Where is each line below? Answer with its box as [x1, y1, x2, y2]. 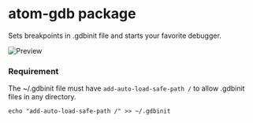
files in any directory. [8, 92, 76, 102]
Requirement [8, 65, 59, 76]
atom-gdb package [8, 5, 136, 23]
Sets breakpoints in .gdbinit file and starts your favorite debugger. [8, 31, 222, 40]
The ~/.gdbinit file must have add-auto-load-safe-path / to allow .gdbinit [8, 84, 245, 93]
